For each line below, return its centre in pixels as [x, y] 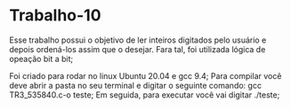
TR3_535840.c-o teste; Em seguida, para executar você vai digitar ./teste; [145, 95]
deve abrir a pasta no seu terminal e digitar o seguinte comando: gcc [136, 85]
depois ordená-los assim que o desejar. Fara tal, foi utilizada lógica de [137, 49]
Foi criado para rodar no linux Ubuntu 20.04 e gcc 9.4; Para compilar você [145, 75]
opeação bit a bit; [41, 58]
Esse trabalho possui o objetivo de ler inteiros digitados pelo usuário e [138, 40]
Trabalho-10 [55, 16]
